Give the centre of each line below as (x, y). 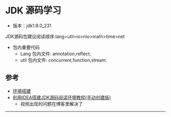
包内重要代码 (26, 47)
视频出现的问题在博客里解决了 (51, 104)
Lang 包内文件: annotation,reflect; (55, 54)
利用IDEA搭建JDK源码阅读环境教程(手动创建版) (62, 97)
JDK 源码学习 (33, 10)
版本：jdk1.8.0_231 (32, 26)
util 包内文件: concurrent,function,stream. (64, 60)
